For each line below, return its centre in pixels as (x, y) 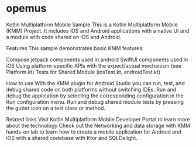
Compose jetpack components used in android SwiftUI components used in (97, 60)
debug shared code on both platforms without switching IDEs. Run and (91, 89)
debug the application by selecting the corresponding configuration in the (95, 96)
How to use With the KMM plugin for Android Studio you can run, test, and (96, 83)
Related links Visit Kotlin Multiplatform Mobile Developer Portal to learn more (98, 119)
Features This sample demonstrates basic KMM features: (75, 48)
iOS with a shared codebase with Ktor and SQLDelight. (72, 138)
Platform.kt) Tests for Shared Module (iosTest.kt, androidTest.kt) (83, 72)
